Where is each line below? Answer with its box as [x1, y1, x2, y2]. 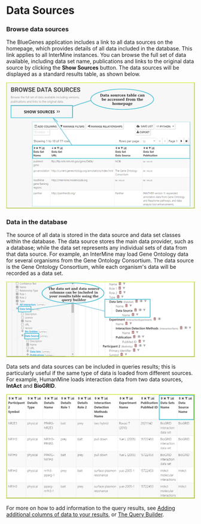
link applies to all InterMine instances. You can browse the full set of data [6, 52, 187, 59]
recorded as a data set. [6, 270, 63, 277]
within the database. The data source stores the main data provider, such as [6, 238, 194, 245]
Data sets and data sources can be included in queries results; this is [6, 363, 176, 370]
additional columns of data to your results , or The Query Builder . [6, 511, 165, 518]
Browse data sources [6, 25, 69, 34]
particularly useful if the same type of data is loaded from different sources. [6, 369, 193, 376]
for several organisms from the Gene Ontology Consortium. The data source [6, 256, 194, 264]
